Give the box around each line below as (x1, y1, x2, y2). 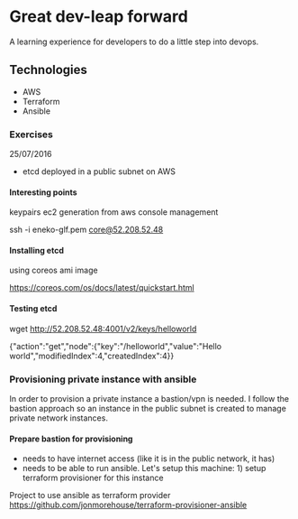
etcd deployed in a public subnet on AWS (22, 166, 176, 177)
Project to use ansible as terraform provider (9, 490, 171, 501)
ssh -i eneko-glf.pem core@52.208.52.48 (9, 224, 164, 236)
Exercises (9, 128, 54, 141)
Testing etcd (9, 303, 58, 314)
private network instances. (9, 412, 108, 423)
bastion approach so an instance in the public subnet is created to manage (9, 403, 286, 413)
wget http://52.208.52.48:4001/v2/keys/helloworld (9, 323, 197, 334)
